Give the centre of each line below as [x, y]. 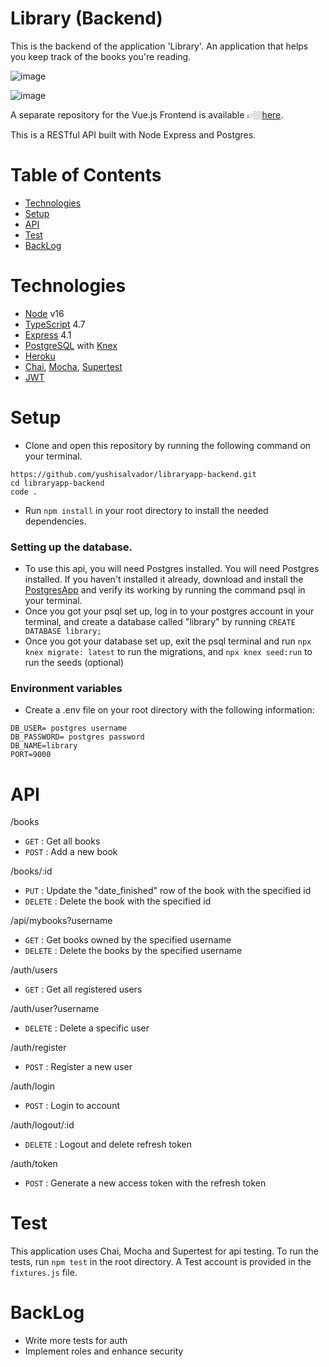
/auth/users [34, 970]
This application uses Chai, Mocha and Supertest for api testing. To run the [165, 1251]
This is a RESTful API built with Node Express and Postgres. [133, 134]
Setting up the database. [71, 547]
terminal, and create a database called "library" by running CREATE [160, 622]
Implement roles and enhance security [104, 1351]
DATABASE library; [63, 632]
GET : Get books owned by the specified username [128, 940]
